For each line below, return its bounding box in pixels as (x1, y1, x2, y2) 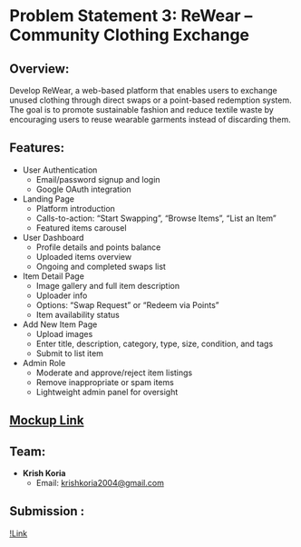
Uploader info (35, 290, 88, 301)
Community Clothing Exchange (9, 25, 250, 45)
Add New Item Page (22, 319, 98, 330)
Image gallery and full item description (35, 280, 180, 291)
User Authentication (22, 164, 98, 175)
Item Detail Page (22, 270, 84, 282)
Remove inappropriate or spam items (35, 376, 174, 387)
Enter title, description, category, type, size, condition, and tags (35, 338, 274, 349)
